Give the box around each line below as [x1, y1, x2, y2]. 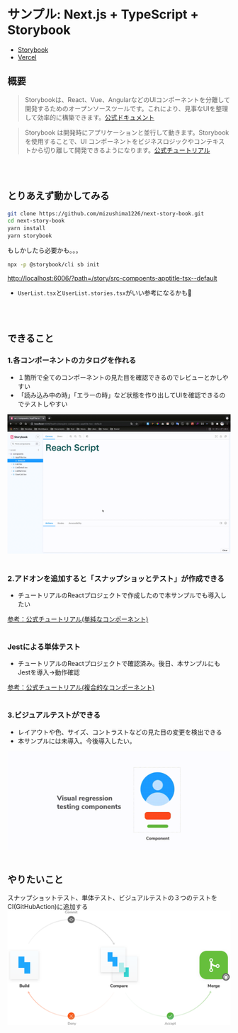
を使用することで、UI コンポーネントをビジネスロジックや [24, 137, 194, 145]
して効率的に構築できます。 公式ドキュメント [24, 113, 154, 121]
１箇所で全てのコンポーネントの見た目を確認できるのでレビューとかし [17, 373, 223, 381]
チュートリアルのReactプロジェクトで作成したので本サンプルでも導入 [17, 591, 221, 599]
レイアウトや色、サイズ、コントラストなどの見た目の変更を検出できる [17, 728, 222, 736]
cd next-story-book [7, 218, 65, 225]
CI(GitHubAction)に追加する [7, 903, 89, 911]
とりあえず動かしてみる [7, 190, 110, 202]
